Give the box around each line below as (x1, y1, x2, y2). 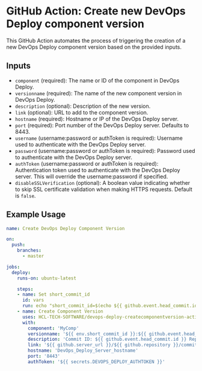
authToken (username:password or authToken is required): (14, 160, 159, 167)
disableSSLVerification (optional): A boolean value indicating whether (14, 179, 191, 186)
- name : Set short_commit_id (17, 291, 90, 298)
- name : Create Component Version (17, 308, 103, 314)
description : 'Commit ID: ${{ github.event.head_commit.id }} (28, 336, 187, 343)
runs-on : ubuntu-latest (17, 275, 77, 281)
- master (22, 253, 44, 260)
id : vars (22, 297, 44, 304)
